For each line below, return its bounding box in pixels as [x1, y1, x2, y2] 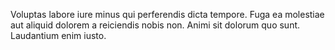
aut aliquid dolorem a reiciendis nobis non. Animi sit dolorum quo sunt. [10, 19, 301, 31]
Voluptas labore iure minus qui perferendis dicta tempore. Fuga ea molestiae [10, 9, 325, 20]
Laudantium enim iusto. [10, 30, 107, 41]
